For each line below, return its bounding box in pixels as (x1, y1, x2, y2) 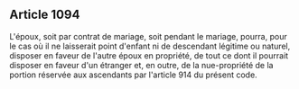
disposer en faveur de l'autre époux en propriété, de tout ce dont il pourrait (9, 49, 289, 61)
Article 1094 (9, 7, 80, 22)
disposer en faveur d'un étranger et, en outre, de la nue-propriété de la (9, 59, 274, 70)
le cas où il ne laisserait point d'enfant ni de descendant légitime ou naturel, (9, 40, 291, 51)
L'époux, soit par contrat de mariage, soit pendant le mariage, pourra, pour (9, 31, 287, 41)
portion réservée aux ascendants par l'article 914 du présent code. (9, 69, 257, 80)
